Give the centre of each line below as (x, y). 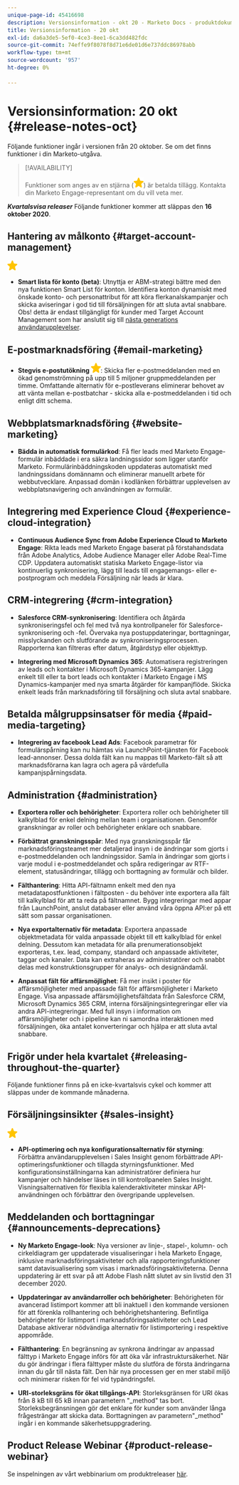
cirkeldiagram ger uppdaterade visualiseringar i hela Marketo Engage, (120, 1253)
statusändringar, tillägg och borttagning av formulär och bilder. (137, 871)
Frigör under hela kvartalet (68, 1056)
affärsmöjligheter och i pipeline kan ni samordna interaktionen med (116, 1019)
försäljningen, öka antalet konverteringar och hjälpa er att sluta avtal (117, 1027)
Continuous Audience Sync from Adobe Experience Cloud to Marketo (122, 540)
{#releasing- (159, 1056)
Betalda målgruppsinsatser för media (91, 714)
